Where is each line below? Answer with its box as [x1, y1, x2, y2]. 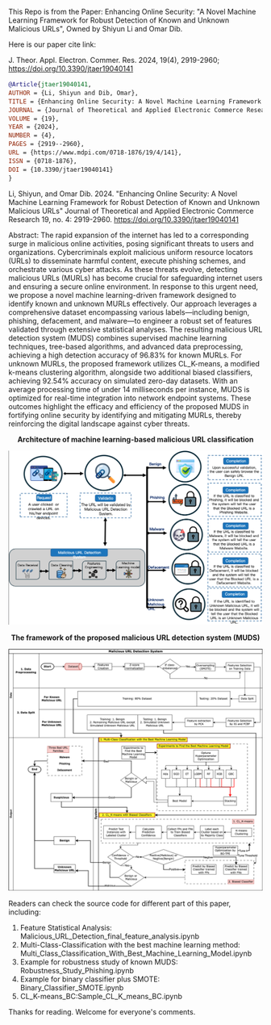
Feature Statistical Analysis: [19, 922, 113, 932]
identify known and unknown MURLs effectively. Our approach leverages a [8, 299, 257, 308]
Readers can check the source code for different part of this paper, [8, 898, 231, 908]
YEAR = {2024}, [8, 123, 60, 132]
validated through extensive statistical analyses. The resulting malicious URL [8, 324, 263, 334]
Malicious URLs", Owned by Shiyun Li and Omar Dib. [8, 24, 183, 33]
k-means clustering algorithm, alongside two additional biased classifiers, [8, 367, 253, 377]
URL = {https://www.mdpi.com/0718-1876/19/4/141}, [8, 149, 182, 157]
